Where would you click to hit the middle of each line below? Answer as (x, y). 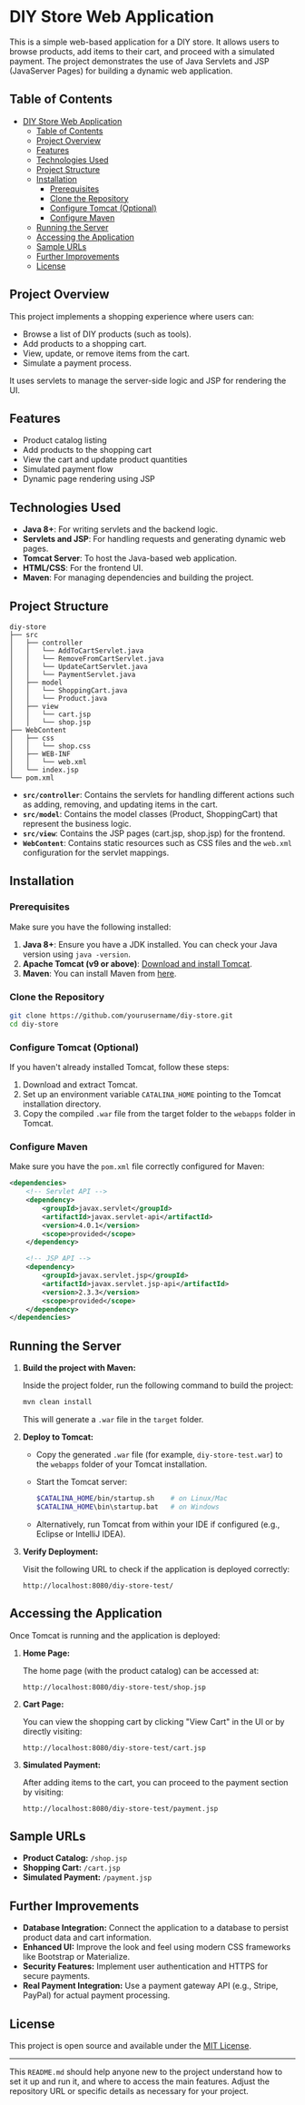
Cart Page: (43, 1704)
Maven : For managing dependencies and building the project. (138, 577)
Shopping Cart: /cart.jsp (71, 1868)
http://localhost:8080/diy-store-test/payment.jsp (120, 1808)
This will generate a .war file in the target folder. (113, 1420)
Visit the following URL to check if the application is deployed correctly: (156, 1569)
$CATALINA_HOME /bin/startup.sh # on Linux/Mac (132, 1499)
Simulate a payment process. (77, 363)
